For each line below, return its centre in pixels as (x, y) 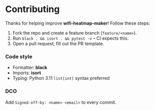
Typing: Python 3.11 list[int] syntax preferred (61, 78)
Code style (19, 56)
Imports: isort (27, 73)
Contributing (32, 9)
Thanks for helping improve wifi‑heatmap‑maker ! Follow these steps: (78, 23)
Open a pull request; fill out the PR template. (58, 43)
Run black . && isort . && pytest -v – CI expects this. (70, 38)
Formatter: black (30, 68)
